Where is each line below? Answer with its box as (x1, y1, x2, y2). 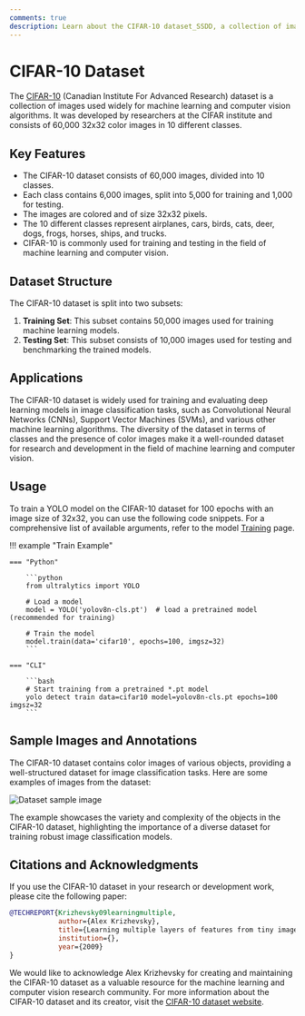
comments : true (9, 13, 67, 23)
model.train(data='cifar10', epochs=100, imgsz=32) (25, 636, 225, 646)
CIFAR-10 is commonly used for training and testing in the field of (22, 238, 267, 249)
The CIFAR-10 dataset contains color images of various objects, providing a (9, 757, 292, 768)
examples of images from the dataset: (9, 776, 152, 787)
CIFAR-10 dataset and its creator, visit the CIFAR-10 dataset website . (9, 996, 265, 1007)
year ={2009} (57, 942, 103, 952)
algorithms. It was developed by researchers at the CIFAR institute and (9, 110, 272, 121)
